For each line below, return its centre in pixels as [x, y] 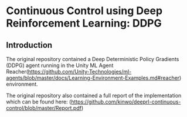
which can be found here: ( [39, 102]
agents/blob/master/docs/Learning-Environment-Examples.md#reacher [93, 78]
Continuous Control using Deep [84, 11]
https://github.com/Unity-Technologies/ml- [80, 71]
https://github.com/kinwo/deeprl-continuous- [126, 102]
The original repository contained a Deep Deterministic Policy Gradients [93, 59]
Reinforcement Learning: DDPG [84, 23]
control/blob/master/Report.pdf [44, 108]
